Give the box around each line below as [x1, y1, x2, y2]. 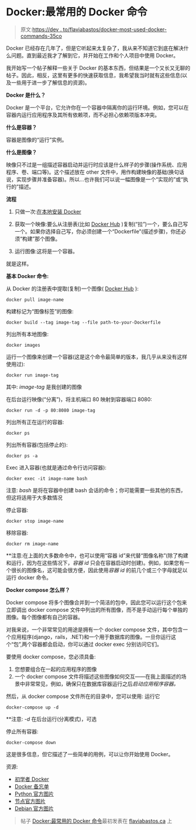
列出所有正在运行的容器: [6, 418, 64, 425]
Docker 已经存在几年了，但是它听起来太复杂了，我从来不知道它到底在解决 [6, 45, 184, 52]
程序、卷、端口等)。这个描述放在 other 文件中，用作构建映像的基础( [6, 168, 169, 175]
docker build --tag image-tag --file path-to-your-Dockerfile [6, 319, 161, 326]
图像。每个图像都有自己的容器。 [6, 614, 83, 621]
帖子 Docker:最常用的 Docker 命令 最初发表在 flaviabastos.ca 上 [20, 817, 173, 824]
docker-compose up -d [6, 704, 59, 710]
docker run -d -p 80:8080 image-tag [6, 407, 95, 414]
